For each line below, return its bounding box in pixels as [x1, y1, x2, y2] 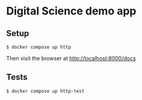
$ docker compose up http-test [6, 88, 85, 94]
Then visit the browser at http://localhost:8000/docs [6, 55, 137, 61]
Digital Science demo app [6, 4, 137, 18]
